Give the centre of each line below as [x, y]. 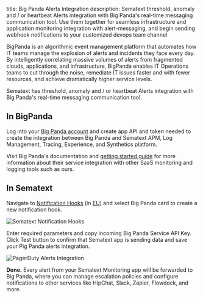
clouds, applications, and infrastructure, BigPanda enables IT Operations [98, 66]
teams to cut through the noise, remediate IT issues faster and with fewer [98, 72]
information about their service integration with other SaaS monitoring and [100, 162]
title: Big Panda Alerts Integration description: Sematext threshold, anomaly [101, 9]
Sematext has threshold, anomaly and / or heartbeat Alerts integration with [100, 91]
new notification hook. [34, 209]
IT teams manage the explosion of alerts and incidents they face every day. [101, 53]
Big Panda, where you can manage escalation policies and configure [92, 276]
